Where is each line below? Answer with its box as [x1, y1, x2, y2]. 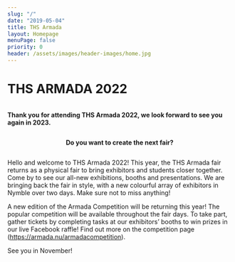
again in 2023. [7, 118, 51, 127]
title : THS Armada [7, 23, 62, 31]
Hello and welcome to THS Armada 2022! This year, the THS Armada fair [7, 158, 221, 167]
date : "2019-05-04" [7, 17, 66, 24]
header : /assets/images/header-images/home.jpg [7, 51, 152, 58]
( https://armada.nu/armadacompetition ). [7, 232, 126, 241]
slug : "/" [7, 10, 37, 18]
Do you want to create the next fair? [66, 138, 174, 147]
